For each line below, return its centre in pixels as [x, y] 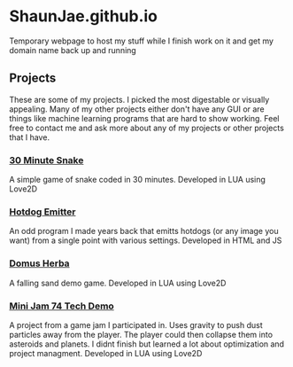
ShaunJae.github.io [83, 16]
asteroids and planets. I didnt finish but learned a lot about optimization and [147, 344]
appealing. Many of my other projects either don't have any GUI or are [137, 109]
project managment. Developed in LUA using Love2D [106, 353]
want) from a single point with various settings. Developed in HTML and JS [146, 240]
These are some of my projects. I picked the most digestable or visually [139, 99]
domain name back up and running [73, 50]
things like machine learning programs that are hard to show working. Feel [144, 118]
